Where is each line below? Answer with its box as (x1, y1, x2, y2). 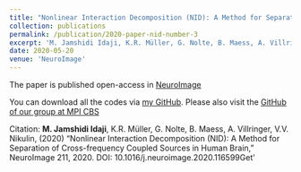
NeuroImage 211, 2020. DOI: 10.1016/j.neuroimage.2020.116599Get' (9, 152, 255, 162)
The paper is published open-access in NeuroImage (9, 80, 202, 90)
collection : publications (9, 21, 106, 30)
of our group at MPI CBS (9, 107, 100, 116)
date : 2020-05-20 (9, 47, 74, 56)
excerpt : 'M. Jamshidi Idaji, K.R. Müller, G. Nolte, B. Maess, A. (9, 38, 267, 47)
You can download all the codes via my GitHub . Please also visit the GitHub (9, 97, 287, 107)
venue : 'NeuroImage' (9, 55, 87, 64)
